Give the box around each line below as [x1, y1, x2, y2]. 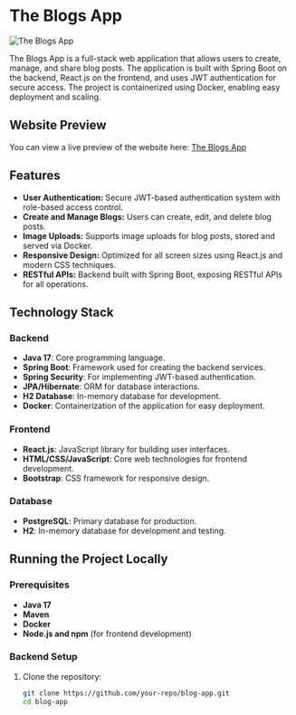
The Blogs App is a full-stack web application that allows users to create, [9, 52, 282, 63]
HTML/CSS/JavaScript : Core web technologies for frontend [22, 453, 247, 464]
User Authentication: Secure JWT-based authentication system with [22, 192, 281, 203]
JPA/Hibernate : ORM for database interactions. [22, 381, 201, 392]
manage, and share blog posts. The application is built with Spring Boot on [9, 62, 288, 73]
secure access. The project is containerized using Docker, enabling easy [9, 81, 281, 92]
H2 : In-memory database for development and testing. [22, 525, 226, 536]
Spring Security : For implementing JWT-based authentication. [22, 372, 256, 383]
